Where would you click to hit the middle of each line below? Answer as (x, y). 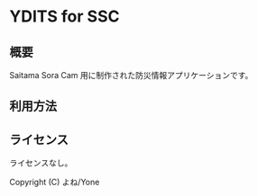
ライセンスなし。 (41, 163)
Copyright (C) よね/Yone (55, 183)
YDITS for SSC (64, 17)
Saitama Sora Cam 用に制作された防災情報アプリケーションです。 (131, 75)
